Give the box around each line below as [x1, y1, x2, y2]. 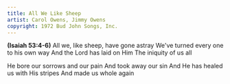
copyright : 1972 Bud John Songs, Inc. [7, 23, 118, 29]
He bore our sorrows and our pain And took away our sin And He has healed [7, 62, 223, 70]
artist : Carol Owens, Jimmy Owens [7, 16, 106, 23]
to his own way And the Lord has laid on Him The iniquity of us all [7, 48, 192, 57]
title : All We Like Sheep [7, 10, 81, 17]
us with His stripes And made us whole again [7, 69, 135, 77]
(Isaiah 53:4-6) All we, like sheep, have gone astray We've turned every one [7, 42, 224, 50]
